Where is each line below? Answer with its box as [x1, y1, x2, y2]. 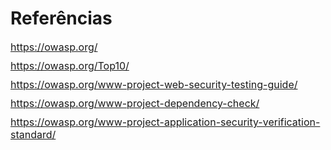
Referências [10, 7, 113, 30]
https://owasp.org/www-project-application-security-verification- [10, 115, 321, 129]
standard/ [10, 127, 57, 141]
